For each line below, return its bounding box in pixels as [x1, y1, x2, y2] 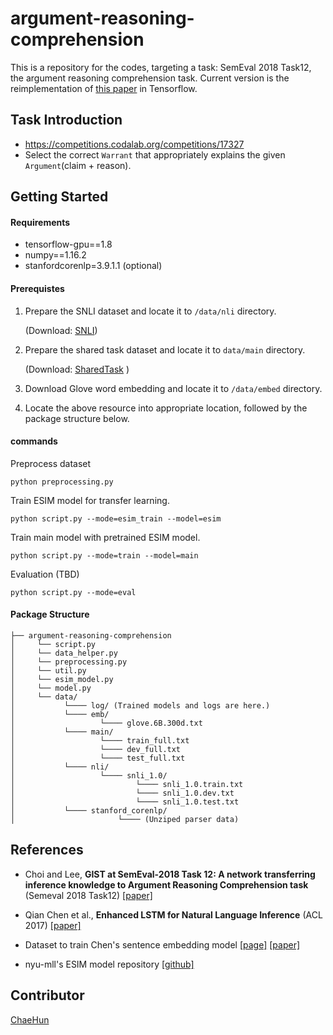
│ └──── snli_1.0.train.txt [10, 779, 244, 789]
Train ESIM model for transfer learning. [10, 494, 170, 506]
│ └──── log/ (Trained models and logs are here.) [10, 700, 271, 711]
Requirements [10, 216, 71, 228]
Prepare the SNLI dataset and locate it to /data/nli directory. [24, 305, 277, 317]
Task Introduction [10, 112, 123, 129]
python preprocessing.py [10, 477, 114, 487]
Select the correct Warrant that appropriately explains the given [24, 148, 286, 161]
